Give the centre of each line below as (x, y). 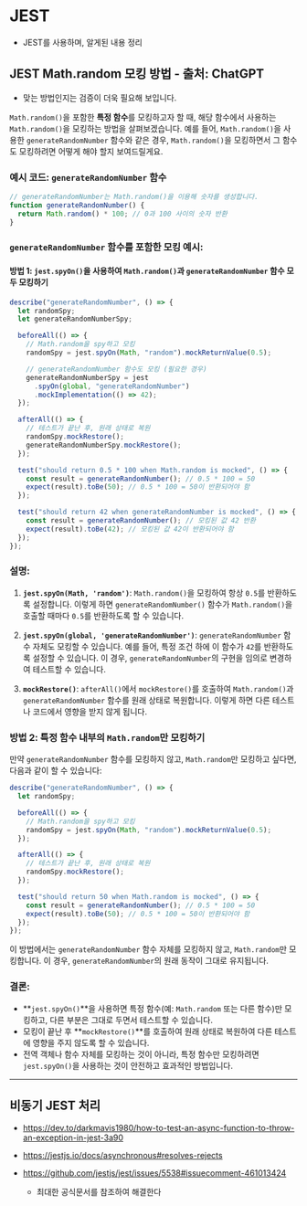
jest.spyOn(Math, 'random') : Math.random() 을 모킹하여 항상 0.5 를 (144, 592)
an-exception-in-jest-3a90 (73, 1137)
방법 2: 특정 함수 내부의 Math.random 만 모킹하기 (107, 737)
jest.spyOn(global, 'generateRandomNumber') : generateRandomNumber (152, 635)
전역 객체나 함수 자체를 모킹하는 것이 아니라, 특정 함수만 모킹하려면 (141, 1054)
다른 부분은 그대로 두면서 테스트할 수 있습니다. (131, 1020)
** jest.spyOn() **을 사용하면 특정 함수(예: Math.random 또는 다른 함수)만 (153, 1008)
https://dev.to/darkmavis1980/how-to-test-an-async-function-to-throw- (159, 1128)
